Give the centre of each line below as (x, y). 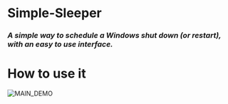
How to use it (47, 74)
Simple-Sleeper (55, 13)
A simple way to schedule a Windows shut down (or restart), (114, 36)
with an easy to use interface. (60, 44)
